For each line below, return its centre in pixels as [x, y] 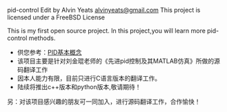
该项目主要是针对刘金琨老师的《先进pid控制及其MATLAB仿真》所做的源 [119, 61]
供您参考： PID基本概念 [49, 52]
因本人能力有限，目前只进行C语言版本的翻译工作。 [89, 78]
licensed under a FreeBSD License [56, 17]
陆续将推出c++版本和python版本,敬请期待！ [79, 87]
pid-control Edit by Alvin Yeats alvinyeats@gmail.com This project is [104, 10]
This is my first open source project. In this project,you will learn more [106, 31]
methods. [42, 38]
